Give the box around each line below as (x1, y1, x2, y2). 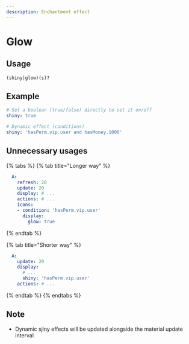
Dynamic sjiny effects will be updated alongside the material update (14, 325, 184, 333)
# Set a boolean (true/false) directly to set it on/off (6, 107, 152, 113)
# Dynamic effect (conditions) (6, 124, 85, 130)
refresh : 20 (17, 179, 47, 185)
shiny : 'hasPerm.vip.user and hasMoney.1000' (6, 129, 122, 136)
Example (6, 91, 40, 101)
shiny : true (6, 113, 36, 119)
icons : (17, 202, 34, 208)
